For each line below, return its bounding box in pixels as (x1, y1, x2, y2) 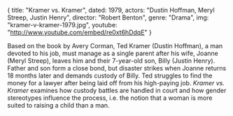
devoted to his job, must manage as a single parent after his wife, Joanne (7, 49, 218, 57)
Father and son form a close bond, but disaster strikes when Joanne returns (7, 64, 227, 72)
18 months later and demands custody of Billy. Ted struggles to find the (7, 71, 213, 80)
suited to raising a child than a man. (7, 101, 110, 109)
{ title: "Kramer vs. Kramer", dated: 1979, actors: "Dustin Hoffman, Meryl (7, 6, 215, 14)
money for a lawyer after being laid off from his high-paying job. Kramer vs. (7, 79, 225, 87)
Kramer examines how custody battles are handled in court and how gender (7, 87, 227, 94)
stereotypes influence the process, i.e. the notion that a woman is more (7, 94, 213, 102)
